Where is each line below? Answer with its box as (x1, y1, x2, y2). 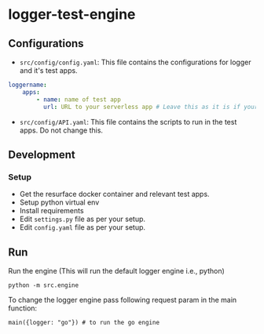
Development (8, 147, 76, 162)
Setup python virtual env (19, 198, 100, 207)
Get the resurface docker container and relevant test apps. (19, 190, 210, 199)
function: (8, 303, 38, 313)
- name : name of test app (36, 96, 122, 103)
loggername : (8, 81, 47, 89)
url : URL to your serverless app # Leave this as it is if (42, 103, 241, 111)
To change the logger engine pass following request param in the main (8, 296, 237, 304)
